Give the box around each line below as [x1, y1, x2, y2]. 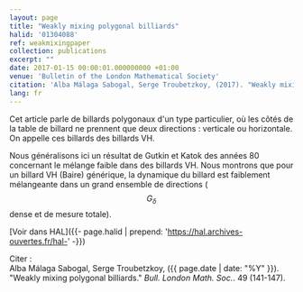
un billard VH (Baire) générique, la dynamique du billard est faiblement [9, 169, 271, 180]
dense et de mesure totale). [9, 209, 112, 220]
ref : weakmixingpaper [9, 38, 91, 48]
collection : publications [9, 47, 106, 56]
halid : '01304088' [9, 30, 78, 39]
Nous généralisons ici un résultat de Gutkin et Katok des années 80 [9, 150, 260, 160]
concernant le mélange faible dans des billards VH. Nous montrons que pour [9, 160, 294, 170]
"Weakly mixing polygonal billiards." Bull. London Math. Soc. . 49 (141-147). [9, 272, 286, 284]
